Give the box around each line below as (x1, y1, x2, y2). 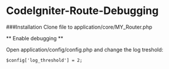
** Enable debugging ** (6, 34, 63, 42)
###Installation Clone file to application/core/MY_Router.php (6, 23, 153, 30)
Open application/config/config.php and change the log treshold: (6, 46, 164, 53)
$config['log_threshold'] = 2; (6, 57, 83, 63)
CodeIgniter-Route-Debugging (6, 4, 159, 18)
